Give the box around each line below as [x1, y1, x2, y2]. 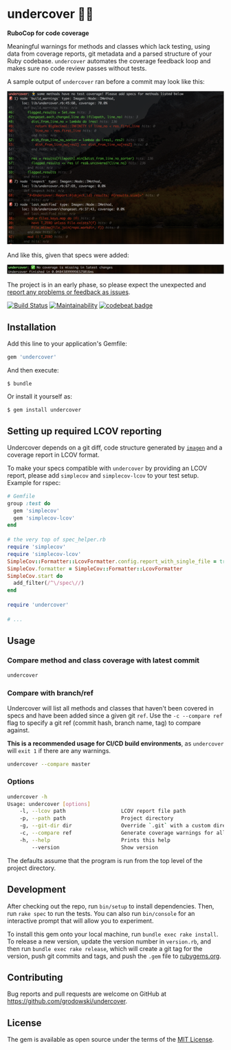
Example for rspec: [7, 478, 61, 487]
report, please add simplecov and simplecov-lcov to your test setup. [7, 471, 199, 480]
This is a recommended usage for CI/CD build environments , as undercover [7, 739, 224, 748]
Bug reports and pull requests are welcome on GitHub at [7, 990, 167, 998]
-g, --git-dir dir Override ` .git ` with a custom [19, 823, 211, 829]
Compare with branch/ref [7, 689, 94, 698]
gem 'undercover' [7, 354, 57, 361]
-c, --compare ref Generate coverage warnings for [19, 829, 214, 837]
